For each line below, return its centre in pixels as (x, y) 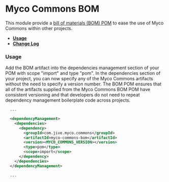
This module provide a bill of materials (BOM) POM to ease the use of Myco (84, 23)
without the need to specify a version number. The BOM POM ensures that (83, 84)
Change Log (26, 43)
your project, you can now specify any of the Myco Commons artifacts (79, 79)
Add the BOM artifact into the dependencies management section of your (82, 68)
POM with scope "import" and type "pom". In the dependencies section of (83, 73)
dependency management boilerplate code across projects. (68, 100)
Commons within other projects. (39, 28)
